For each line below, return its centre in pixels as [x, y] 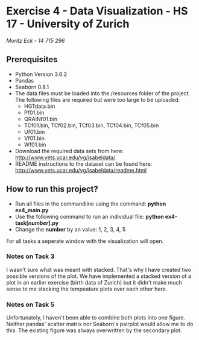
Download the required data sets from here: [69, 151]
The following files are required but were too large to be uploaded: [97, 99]
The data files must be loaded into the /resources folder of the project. [103, 93]
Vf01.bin [34, 138]
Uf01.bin [34, 131]
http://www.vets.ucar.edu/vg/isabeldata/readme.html [81, 170]
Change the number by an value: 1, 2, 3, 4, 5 [70, 229]
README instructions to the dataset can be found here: [84, 163]
